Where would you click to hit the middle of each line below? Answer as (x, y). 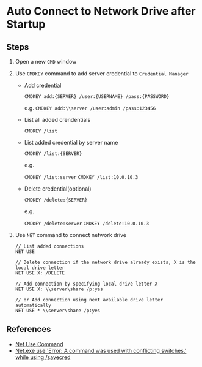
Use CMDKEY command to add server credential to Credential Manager (102, 74)
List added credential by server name (71, 142)
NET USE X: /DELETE (40, 273)
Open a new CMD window (46, 62)
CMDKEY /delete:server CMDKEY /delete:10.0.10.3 (87, 224)
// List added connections (49, 246)
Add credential (43, 85)
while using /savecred (43, 357)
